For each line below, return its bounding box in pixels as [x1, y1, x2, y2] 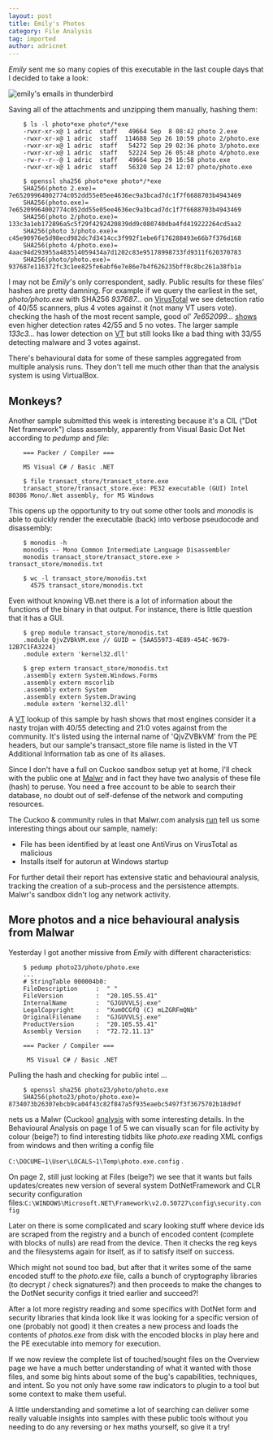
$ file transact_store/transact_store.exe [23, 477, 169, 485]
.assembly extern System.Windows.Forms [23, 671, 158, 679]
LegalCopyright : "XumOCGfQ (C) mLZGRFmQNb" [23, 1006, 198, 1014]
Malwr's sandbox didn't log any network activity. [8, 889, 171, 899]
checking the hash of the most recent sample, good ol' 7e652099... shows [8, 312, 258, 321]
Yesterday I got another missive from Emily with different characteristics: [8, 947, 252, 957]
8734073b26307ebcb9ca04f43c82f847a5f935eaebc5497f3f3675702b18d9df [8, 1100, 242, 1108]
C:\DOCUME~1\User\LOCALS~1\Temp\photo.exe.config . [8, 1156, 184, 1166]
